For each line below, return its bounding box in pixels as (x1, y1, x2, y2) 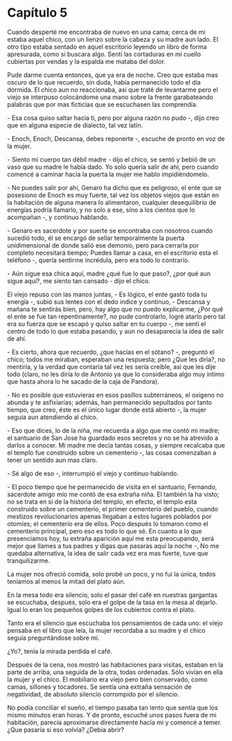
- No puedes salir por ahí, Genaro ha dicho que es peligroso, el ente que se (7, 183, 222, 191)
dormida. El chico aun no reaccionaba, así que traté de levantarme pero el (7, 85, 218, 94)
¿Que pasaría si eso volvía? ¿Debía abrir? (7, 725, 125, 733)
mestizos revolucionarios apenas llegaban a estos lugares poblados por (7, 512, 212, 520)
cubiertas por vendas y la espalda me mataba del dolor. (7, 57, 166, 65)
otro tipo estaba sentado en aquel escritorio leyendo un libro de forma (7, 42, 207, 51)
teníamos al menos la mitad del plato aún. (7, 577, 126, 586)
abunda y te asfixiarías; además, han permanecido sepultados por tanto (7, 398, 213, 407)
